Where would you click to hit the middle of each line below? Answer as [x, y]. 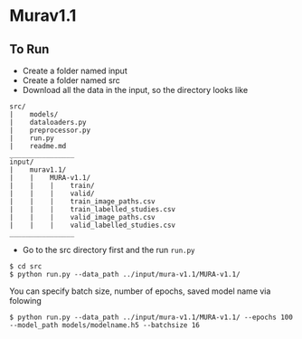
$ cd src [26, 267]
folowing [26, 301]
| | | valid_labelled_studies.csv [93, 225]
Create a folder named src [71, 80]
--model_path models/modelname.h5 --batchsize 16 [105, 325]
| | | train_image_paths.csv [82, 202]
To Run [29, 49]
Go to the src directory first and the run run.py [109, 250]
